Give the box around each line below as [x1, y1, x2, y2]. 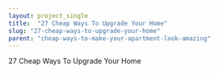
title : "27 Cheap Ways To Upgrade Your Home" [8, 19, 168, 27]
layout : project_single [8, 11, 89, 20]
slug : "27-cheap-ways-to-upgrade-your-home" [8, 27, 161, 35]
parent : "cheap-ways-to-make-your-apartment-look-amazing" [8, 34, 212, 43]
